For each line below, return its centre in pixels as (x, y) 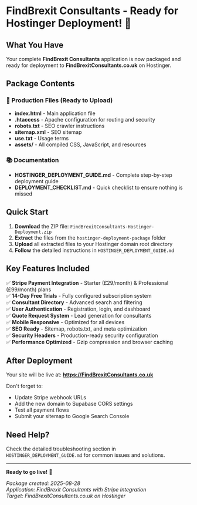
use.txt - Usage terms (42, 138)
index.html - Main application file (55, 113)
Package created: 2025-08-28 (43, 483)
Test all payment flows (42, 410)
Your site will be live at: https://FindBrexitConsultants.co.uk (80, 375)
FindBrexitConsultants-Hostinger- (112, 227)
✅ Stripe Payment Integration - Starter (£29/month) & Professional (87, 282)
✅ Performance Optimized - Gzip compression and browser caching (89, 342)
